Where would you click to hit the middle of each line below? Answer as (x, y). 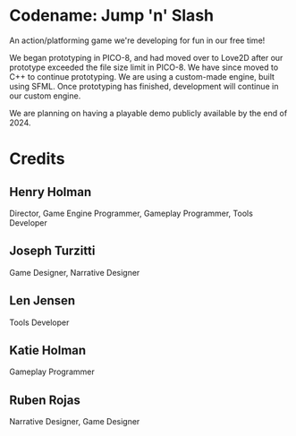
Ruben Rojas (45, 400)
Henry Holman (51, 192)
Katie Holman (48, 350)
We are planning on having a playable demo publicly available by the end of (148, 113)
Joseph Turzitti (52, 251)
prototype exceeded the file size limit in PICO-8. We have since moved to (144, 67)
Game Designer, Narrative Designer (75, 272)
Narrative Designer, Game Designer (75, 422)
